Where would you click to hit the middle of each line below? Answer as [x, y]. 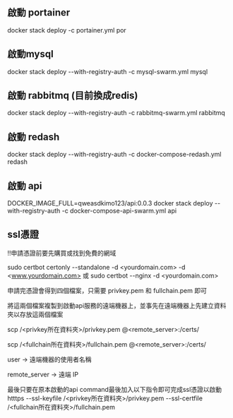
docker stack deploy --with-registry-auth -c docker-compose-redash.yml [114, 155]
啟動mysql [31, 54]
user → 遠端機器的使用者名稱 [49, 359]
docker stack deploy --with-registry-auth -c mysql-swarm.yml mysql [108, 71]
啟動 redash [34, 137]
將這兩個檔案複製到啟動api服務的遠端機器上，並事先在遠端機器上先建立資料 [117, 305]
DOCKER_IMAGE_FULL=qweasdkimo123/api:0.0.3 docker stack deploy [110, 203]
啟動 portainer [39, 13]
